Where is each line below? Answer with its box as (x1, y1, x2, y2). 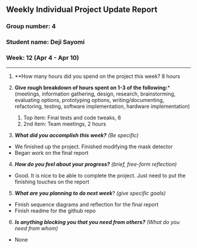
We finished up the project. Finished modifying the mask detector (14, 143, 173, 150)
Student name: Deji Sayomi (6, 38, 85, 46)
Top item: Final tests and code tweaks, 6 (23, 114, 121, 121)
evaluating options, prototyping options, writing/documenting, (14, 96, 164, 103)
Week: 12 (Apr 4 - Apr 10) (6, 54, 79, 62)
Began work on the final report (14, 149, 89, 156)
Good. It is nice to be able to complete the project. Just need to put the (14, 172, 186, 179)
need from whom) (14, 225, 59, 232)
